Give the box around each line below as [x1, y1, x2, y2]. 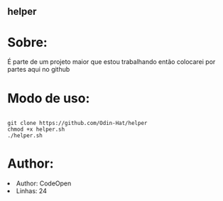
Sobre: [7, 34, 48, 50]
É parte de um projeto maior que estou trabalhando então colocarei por [7, 58, 216, 66]
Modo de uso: [7, 90, 90, 106]
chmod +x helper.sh [7, 126, 65, 134]
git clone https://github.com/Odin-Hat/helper [7, 120, 148, 127]
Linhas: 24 [16, 187, 48, 195]
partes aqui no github [7, 65, 70, 74]
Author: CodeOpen [16, 179, 72, 188]
